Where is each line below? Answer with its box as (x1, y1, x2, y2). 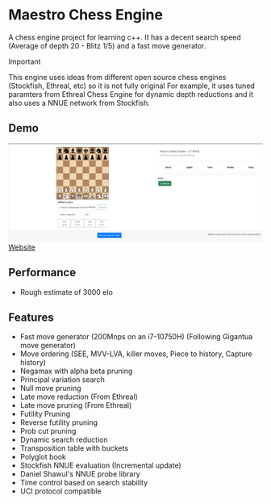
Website (8, 242, 36, 252)
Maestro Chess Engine (8, 6, 164, 24)
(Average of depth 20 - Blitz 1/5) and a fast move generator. (8, 40, 206, 50)
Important (8, 57, 41, 66)
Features (8, 311, 54, 325)
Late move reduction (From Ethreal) (19, 392, 139, 401)
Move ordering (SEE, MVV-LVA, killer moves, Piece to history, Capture (19, 349, 252, 359)
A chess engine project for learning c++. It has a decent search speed (8, 32, 242, 42)
